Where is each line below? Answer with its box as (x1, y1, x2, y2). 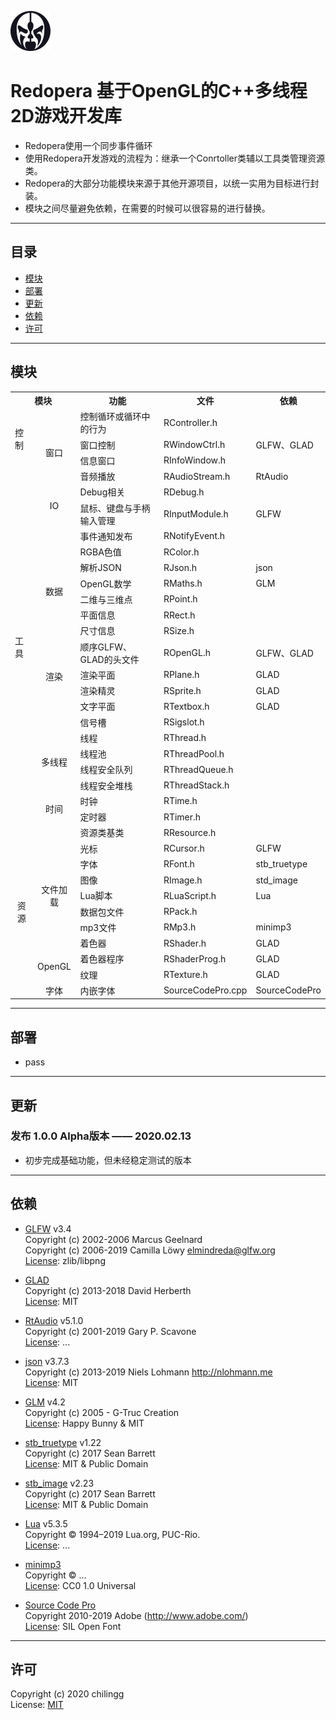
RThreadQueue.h (163, 763, 234, 775)
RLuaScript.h (163, 889, 217, 901)
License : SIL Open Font (24, 1620, 122, 1632)
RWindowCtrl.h (163, 439, 226, 451)
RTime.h (163, 795, 198, 807)
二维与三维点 (79, 593, 133, 605)
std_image (255, 874, 298, 886)
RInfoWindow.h (163, 454, 227, 466)
